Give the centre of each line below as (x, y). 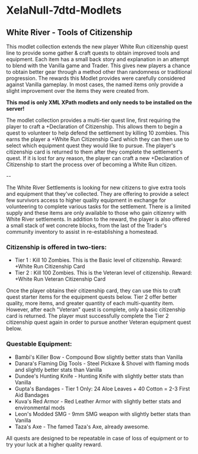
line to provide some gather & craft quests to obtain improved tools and (93, 53)
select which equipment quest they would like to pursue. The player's (91, 145)
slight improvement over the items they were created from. (78, 91)
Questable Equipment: (39, 344)
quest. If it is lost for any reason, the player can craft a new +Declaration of (98, 158)
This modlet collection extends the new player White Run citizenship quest (97, 46)
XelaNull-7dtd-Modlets (64, 10)
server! (15, 109)
